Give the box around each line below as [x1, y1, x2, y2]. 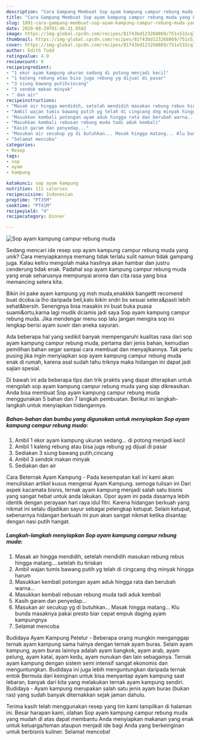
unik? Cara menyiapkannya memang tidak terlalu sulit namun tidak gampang [6, 253, 193, 260]
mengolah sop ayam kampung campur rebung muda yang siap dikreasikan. [6, 383, 191, 390]
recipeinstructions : [6, 97, 58, 103]
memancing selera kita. [6, 278, 64, 286]
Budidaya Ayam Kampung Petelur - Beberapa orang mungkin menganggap [6, 634, 189, 642]
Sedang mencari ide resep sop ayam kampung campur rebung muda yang [6, 247, 189, 254]
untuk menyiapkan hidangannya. [26, 402, 107, 409]
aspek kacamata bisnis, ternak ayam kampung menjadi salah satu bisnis [6, 487, 183, 494]
